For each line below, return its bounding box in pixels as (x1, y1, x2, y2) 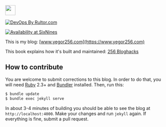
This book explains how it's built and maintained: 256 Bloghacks (5, 49, 139, 54)
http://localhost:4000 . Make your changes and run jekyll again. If (5, 110, 146, 116)
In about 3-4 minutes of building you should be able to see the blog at (5, 105, 150, 111)
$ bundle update (5, 91, 39, 96)
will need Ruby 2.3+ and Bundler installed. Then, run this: (5, 81, 125, 87)
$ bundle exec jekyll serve (5, 96, 65, 101)
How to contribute (5, 63, 64, 72)
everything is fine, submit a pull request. (5, 115, 89, 122)
